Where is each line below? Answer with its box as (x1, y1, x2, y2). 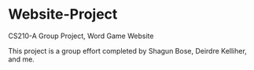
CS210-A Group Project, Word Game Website (8, 31, 154, 40)
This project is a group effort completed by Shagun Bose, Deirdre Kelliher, (8, 46, 248, 55)
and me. (8, 54, 35, 64)
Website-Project (8, 5, 118, 23)
